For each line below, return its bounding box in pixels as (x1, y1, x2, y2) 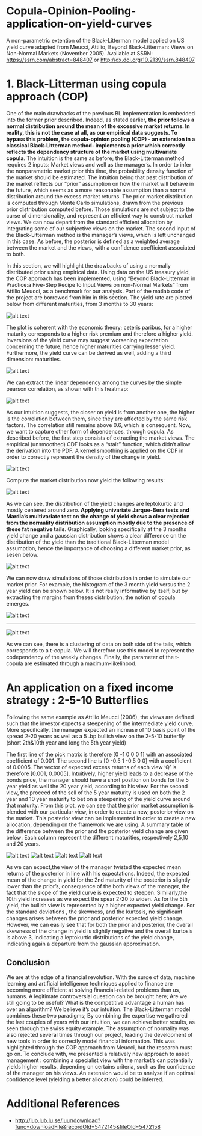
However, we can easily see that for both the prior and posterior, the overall (6, 921, 194, 928)
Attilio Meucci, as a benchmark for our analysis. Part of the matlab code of (6, 287, 191, 295)
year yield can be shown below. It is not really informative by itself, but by (6, 587, 188, 594)
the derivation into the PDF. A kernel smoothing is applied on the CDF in (6, 447, 184, 454)
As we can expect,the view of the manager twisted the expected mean (6, 863, 182, 870)
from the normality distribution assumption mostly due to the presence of (6, 519, 194, 526)
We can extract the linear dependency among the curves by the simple (6, 379, 182, 386)
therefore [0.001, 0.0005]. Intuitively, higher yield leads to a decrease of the (6, 770, 194, 777)
